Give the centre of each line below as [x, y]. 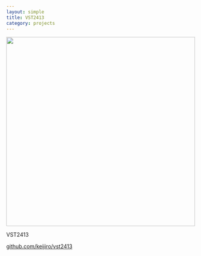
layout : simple [25, 12]
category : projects [31, 23]
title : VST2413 [25, 18]
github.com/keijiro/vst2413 [39, 246]
